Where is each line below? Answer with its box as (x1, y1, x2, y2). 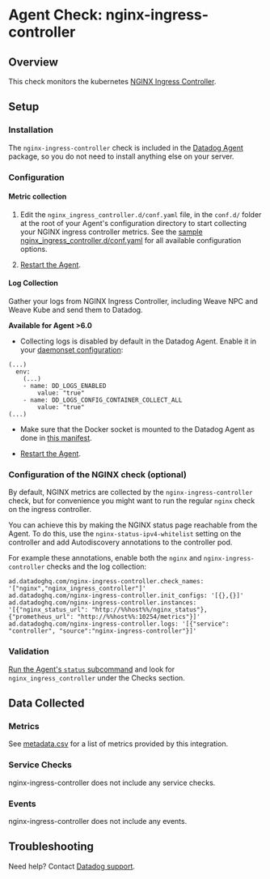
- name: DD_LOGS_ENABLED (23, 382, 107, 390)
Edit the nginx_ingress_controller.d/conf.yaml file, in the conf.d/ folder (19, 209, 262, 220)
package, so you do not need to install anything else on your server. (8, 151, 234, 161)
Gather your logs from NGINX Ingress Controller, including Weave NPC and (8, 297, 259, 306)
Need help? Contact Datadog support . (8, 861, 136, 871)
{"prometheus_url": (8, 613, 74, 621)
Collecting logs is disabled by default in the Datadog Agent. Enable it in (19, 336, 257, 346)
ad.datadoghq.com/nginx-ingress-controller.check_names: (8, 578, 205, 586)
